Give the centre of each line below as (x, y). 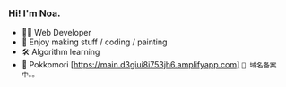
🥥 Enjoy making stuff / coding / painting (94, 42)
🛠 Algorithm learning (61, 52)
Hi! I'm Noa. (35, 13)
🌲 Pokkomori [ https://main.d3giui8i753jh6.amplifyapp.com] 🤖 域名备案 (149, 65)
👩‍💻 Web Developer (56, 33)
